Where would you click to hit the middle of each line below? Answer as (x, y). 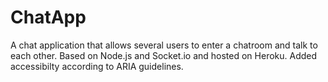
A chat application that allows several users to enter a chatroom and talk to (164, 45)
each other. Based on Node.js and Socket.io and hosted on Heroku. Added (164, 55)
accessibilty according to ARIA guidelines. (97, 66)
